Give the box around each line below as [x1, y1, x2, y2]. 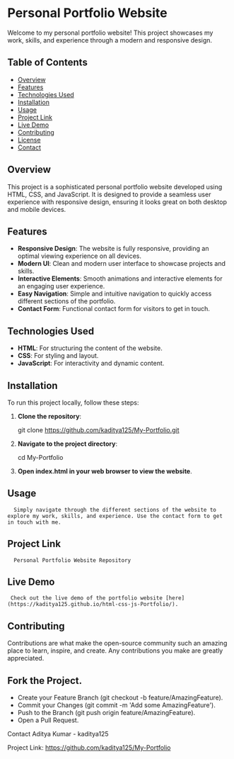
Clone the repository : [17, 412, 82, 420]
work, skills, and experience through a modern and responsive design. [7, 35, 213, 44]
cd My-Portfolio [17, 454, 64, 461]
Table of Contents [7, 57, 88, 69]
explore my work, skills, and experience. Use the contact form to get [7, 512, 223, 519]
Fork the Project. [7, 675, 83, 687]
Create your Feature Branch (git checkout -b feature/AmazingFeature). [17, 693, 223, 702]
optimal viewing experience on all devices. [17, 252, 142, 260]
